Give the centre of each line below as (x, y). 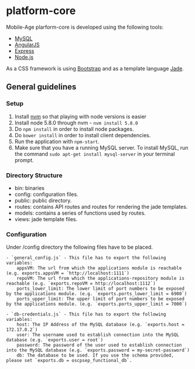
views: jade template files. (46, 219)
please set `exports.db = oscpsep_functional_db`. (69, 361)
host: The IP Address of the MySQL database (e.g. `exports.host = (100, 325)
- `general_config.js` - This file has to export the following (86, 258)
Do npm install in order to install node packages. (74, 129)
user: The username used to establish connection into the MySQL (98, 335)
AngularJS (27, 45)
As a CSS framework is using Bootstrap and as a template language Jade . (95, 68)
